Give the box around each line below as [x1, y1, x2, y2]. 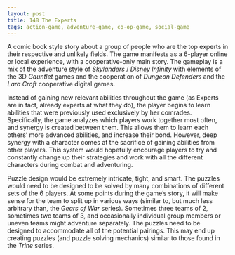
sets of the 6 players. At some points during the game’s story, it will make [7, 189, 219, 197]
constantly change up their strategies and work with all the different [7, 153, 203, 162]
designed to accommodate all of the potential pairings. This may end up [7, 226, 215, 235]
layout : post [7, 10, 46, 18]
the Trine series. [7, 242, 55, 250]
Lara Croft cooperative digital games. [7, 80, 116, 89]
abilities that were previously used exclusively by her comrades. [7, 108, 192, 117]
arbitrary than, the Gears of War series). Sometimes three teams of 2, [7, 204, 208, 213]
